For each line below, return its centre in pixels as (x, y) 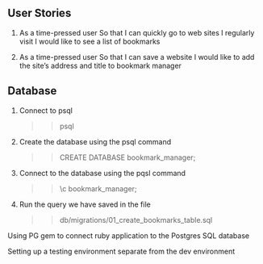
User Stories (40, 13)
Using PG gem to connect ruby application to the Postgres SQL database (129, 235)
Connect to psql (46, 110)
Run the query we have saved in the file (85, 204)
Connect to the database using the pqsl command (102, 173)
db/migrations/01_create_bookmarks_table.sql (136, 220)
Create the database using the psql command (95, 141)
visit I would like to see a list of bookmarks (90, 41)
